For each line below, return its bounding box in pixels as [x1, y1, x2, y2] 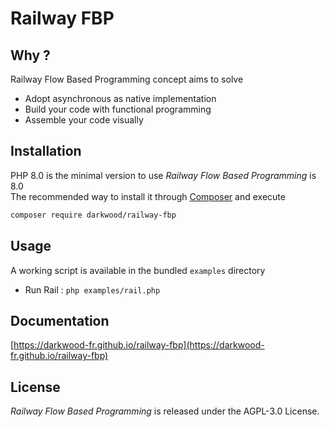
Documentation [10, 312, 110, 329]
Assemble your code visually [24, 114, 144, 126]
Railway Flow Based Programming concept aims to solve [10, 73, 244, 85]
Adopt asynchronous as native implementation [24, 93, 217, 104]
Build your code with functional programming [24, 103, 212, 115]
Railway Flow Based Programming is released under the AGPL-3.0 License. [10, 405, 320, 417]
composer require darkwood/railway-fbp [10, 210, 177, 220]
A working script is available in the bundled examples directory [10, 264, 266, 276]
